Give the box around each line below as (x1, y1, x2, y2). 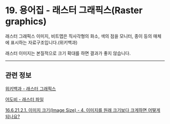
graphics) (5, 16, 47, 27)
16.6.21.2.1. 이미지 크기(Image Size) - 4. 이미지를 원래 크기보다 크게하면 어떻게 (5, 107, 160, 113)
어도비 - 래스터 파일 (5, 96, 44, 102)
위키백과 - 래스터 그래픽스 (5, 86, 56, 92)
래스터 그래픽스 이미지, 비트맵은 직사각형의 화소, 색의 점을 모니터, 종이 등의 (5, 33, 152, 39)
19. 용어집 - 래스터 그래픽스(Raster (5, 5, 143, 16)
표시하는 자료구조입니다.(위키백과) (10, 39, 78, 46)
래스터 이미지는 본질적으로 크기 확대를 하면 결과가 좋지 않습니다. (5, 50, 131, 56)
